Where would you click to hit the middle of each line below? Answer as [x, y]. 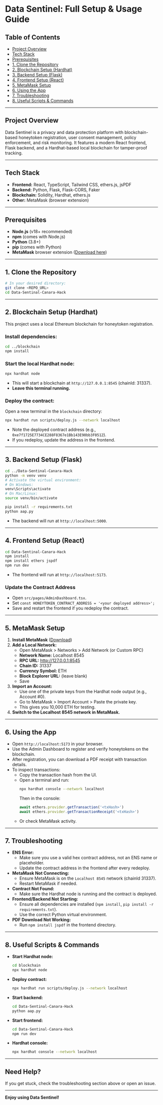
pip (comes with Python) [37, 247]
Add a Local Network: [34, 645]
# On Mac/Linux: [21, 494]
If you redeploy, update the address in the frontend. [64, 440]
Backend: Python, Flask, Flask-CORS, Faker [56, 190]
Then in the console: [40, 798]
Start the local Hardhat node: [40, 364]
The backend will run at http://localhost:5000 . [60, 521]
